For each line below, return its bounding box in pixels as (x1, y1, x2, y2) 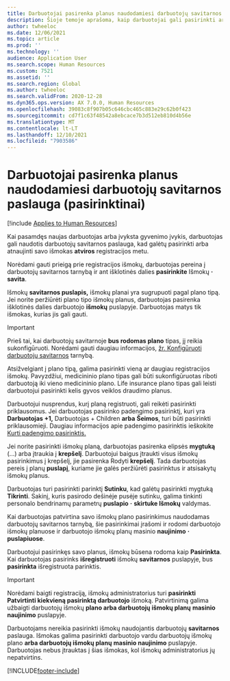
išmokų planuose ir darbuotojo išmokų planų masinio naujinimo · (7, 527, 190, 535)
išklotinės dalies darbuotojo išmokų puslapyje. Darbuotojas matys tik (7, 303, 202, 311)
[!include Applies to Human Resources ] (7, 219, 118, 227)
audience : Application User (7, 55, 88, 62)
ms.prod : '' (7, 42, 41, 49)
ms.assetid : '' (7, 73, 51, 81)
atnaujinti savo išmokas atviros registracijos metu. (7, 247, 149, 255)
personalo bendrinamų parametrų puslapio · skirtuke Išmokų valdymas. (7, 499, 211, 508)
